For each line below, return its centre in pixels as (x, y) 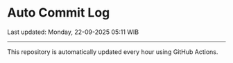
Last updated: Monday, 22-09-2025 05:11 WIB (73, 32)
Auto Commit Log (59, 13)
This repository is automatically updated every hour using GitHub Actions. (113, 52)
